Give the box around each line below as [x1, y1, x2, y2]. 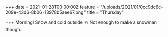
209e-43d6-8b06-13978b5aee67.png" [5, 9, 86, 15]
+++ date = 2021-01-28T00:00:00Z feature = [5, 4, 100, 10]
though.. [5, 27, 23, 32]
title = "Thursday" [87, 9, 124, 15]
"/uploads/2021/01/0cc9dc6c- [100, 4, 163, 10]
